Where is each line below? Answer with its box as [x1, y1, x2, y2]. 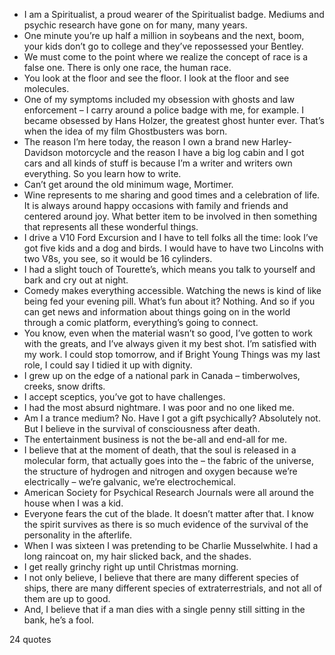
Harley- [261, 136, 292, 148]
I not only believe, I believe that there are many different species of [23, 572, 300, 583]
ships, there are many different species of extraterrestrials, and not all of [23, 582, 323, 594]
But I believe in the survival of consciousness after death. [23, 423, 261, 434]
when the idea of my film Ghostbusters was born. [23, 125, 228, 137]
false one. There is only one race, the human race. [23, 62, 232, 73]
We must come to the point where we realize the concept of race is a [23, 51, 309, 63]
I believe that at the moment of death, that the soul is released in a [23, 444, 297, 456]
